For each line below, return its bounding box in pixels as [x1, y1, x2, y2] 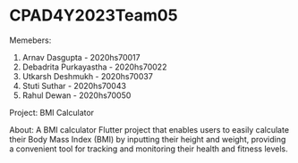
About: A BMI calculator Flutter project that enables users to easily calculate [9, 124, 289, 134]
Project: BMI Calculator [9, 107, 95, 118]
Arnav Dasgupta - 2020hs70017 [21, 52, 140, 62]
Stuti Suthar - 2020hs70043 [21, 80, 127, 91]
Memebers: [9, 35, 52, 45]
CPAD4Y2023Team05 [9, 5, 178, 26]
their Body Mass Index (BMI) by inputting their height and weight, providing [9, 134, 286, 144]
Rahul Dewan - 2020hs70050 [21, 90, 132, 101]
